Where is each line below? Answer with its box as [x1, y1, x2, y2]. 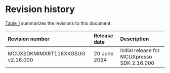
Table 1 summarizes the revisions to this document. [5, 20, 112, 26]
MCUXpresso [120, 53, 152, 60]
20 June [93, 50, 114, 57]
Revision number [8, 35, 50, 42]
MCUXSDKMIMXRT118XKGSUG [8, 50, 86, 57]
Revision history [5, 4, 75, 15]
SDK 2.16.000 [120, 59, 155, 66]
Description [120, 35, 149, 42]
